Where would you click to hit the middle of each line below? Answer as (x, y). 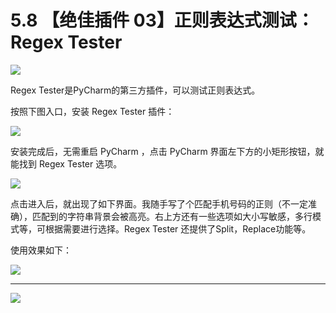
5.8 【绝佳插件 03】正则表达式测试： (162, 20)
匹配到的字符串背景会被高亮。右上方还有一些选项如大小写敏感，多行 (172, 216)
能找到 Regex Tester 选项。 (66, 163)
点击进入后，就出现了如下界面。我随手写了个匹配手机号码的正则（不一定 (159, 203)
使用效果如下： (41, 250)
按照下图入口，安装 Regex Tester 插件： (92, 111)
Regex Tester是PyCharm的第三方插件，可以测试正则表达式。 (135, 90)
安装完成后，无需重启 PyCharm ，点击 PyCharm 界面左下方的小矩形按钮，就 (167, 151)
